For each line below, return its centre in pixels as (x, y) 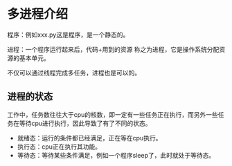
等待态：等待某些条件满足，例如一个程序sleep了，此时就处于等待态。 (116, 155)
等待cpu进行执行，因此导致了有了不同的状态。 (85, 123)
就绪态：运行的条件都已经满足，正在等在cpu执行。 (89, 138)
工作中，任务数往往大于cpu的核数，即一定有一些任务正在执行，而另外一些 (113, 114)
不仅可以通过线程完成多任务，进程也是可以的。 (74, 73)
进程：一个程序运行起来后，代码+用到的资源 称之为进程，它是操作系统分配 (113, 49)
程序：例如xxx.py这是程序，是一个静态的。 (68, 35)
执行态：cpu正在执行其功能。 (59, 147)
